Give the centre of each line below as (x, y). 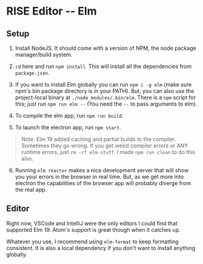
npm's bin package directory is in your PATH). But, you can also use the (105, 91)
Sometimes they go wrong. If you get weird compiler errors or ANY (105, 146)
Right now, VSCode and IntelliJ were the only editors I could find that (92, 223)
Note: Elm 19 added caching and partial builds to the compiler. (98, 139)
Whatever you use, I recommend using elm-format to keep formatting (92, 242)
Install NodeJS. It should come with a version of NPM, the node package (106, 48)
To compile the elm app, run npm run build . (69, 116)
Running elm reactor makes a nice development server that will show (102, 170)
